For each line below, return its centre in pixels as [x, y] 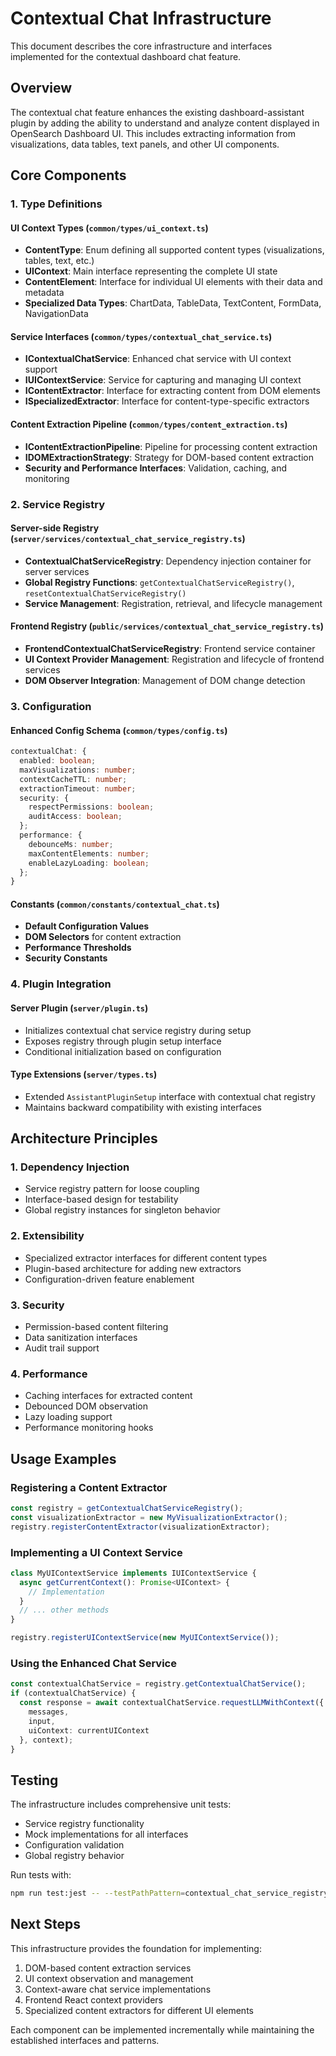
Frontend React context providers [93, 1999]
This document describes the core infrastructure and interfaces [141, 46]
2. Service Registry [57, 504]
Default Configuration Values [87, 926]
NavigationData [56, 314]
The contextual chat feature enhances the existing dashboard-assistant [157, 112]
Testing [34, 1780]
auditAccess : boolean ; [75, 817]
